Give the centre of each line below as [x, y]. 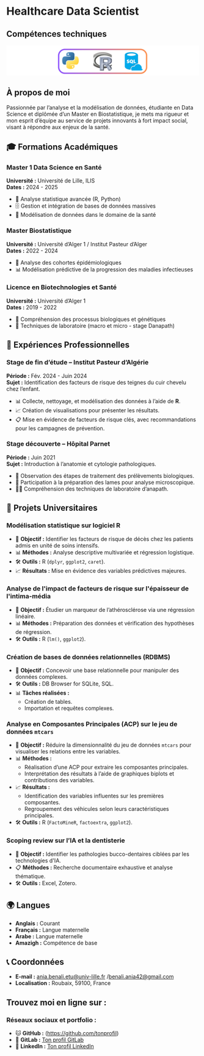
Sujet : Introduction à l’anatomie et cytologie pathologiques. [82, 464]
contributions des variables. [59, 780]
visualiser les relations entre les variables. [68, 752]
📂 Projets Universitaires [52, 508]
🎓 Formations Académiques [62, 147]
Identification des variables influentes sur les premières [94, 796]
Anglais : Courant [38, 923]
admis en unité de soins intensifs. [57, 545]
